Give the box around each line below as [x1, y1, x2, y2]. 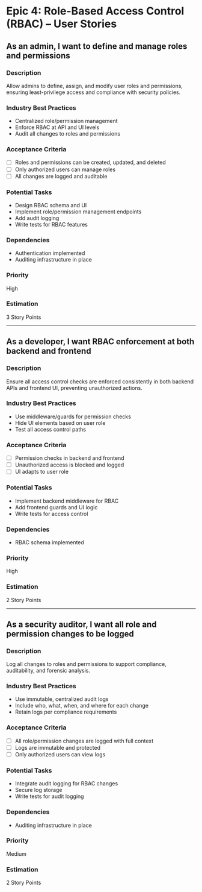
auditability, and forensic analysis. [6, 667, 90, 674]
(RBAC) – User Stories [6, 17, 117, 31]
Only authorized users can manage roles [14, 166, 116, 173]
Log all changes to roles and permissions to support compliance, [6, 661, 167, 668]
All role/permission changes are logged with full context [14, 737, 154, 744]
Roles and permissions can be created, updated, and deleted [14, 159, 167, 166]
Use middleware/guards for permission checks [14, 413, 131, 420]
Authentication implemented [14, 250, 85, 257]
